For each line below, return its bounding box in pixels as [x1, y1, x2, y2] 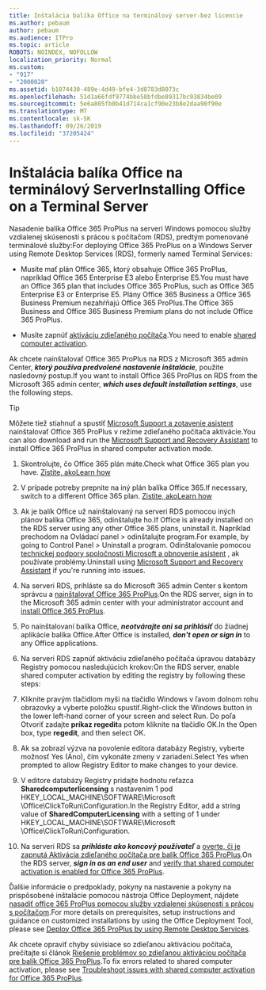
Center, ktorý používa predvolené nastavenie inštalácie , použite [9, 362, 224, 372]
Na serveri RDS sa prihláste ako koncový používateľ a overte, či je [20, 841, 241, 850]
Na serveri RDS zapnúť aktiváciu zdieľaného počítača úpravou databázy [20, 653, 256, 663]
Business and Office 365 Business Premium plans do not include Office [20, 306, 253, 315]
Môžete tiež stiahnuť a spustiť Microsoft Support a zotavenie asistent [9, 418, 234, 428]
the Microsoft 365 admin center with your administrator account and [20, 598, 244, 607]
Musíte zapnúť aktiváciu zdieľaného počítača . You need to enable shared [20, 330, 256, 339]
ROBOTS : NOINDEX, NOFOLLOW [9, 48, 98, 56]
